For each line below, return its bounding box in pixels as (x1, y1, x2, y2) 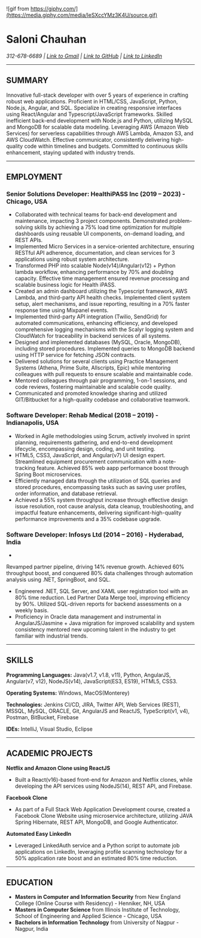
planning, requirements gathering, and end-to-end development (14, 439, 173, 446)
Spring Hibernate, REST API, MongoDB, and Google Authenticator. (14, 818, 178, 826)
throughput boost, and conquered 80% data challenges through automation (6, 570, 193, 577)
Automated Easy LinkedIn (6, 830, 72, 837)
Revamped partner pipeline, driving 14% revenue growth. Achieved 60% (6, 563, 184, 570)
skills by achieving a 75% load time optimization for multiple (34, 224, 182, 231)
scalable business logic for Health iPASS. (14, 281, 117, 288)
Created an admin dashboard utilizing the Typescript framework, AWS (14, 288, 188, 295)
